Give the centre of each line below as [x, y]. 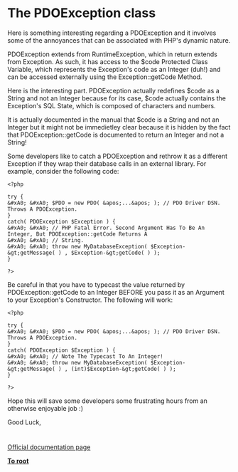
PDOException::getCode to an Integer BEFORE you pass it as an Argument [116, 292]
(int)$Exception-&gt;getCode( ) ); [123, 369]
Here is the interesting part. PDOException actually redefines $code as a [114, 90]
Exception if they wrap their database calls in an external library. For [107, 163]
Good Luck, [24, 422]
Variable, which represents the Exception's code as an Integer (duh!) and [114, 69]
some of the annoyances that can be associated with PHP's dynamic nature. [119, 40]
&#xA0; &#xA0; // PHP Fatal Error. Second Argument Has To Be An [106, 228]
